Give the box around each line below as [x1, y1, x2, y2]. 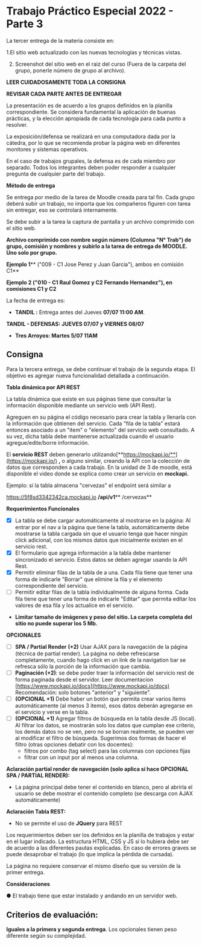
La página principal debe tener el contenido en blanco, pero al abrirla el [14, 783, 193, 791]
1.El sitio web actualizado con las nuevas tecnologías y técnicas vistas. [6, 48, 182, 56]
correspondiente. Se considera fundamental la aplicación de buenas [6, 108, 176, 115]
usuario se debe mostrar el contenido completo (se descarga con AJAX [14, 790, 193, 797]
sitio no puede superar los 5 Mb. [14, 620, 98, 627]
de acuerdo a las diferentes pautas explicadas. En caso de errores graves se [6, 844, 197, 851]
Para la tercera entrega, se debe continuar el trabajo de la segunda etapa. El [6, 365, 196, 372]
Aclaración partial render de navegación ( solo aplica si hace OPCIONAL [6, 765, 189, 773]
